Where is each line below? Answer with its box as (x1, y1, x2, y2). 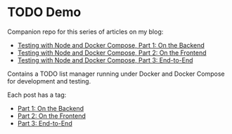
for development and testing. (7, 76, 91, 85)
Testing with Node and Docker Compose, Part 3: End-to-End (17, 55, 193, 64)
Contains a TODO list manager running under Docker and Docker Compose (7, 69, 225, 78)
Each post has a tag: (7, 91, 67, 99)
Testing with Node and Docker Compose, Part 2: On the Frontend (17, 48, 207, 57)
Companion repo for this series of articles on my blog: (7, 27, 164, 36)
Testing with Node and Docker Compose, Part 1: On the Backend (17, 41, 205, 49)
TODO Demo (7, 4, 82, 20)
